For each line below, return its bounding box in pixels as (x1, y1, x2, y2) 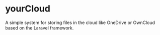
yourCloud (5, 3, 50, 14)
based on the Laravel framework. (5, 24, 74, 30)
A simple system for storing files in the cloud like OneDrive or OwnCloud (5, 19, 155, 25)
